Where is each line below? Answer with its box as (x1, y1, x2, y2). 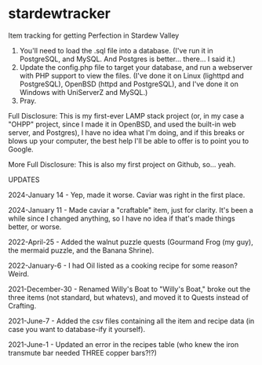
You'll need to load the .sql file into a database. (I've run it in (19, 46, 213, 55)
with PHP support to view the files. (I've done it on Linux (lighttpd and (19, 71, 245, 80)
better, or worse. (8, 221, 62, 232)
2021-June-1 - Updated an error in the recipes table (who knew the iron (8, 339, 239, 349)
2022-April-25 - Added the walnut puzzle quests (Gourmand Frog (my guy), (8, 237, 253, 246)
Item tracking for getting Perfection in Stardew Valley (8, 31, 180, 40)
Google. (8, 144, 34, 154)
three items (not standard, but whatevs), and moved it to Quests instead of (8, 292, 249, 302)
